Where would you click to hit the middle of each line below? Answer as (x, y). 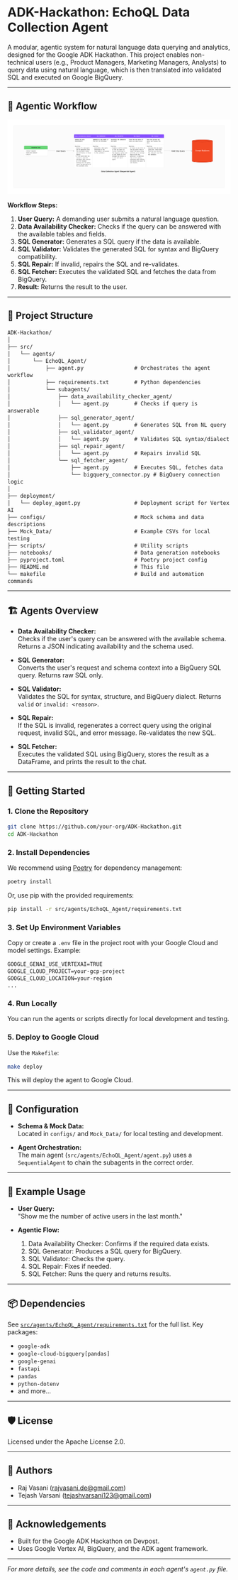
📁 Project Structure (50, 316)
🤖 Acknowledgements (57, 1524)
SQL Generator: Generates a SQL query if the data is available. (109, 241)
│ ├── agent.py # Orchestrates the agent (109, 369)
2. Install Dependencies (49, 852)
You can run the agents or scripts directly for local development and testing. (118, 1019)
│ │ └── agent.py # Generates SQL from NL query (117, 425)
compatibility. (37, 256)
